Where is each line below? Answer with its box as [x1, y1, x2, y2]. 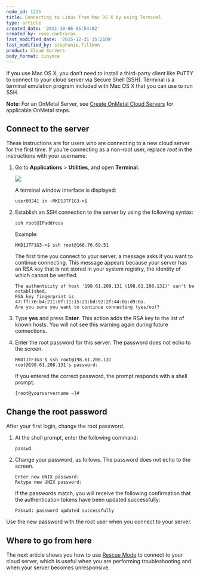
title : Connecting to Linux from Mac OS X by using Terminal [6, 14, 162, 20]
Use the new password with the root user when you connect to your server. [6, 518, 192, 526]
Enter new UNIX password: [14, 474, 79, 480]
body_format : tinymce [6, 53, 60, 59]
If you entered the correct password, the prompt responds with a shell [14, 373, 187, 380]
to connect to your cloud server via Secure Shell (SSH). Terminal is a [6, 76, 175, 83]
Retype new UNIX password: [14, 479, 82, 486]
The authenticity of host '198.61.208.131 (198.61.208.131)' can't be [14, 283, 195, 290]
